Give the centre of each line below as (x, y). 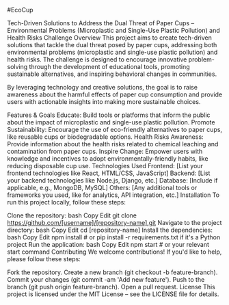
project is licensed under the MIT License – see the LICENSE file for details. (113, 294)
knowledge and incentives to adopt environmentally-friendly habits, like (108, 159)
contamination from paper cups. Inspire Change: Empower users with (105, 151)
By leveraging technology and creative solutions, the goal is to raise (103, 87)
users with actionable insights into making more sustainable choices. (104, 102)
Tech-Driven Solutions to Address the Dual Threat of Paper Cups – (101, 23)
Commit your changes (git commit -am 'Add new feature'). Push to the (106, 279)
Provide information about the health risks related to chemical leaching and (113, 144)
